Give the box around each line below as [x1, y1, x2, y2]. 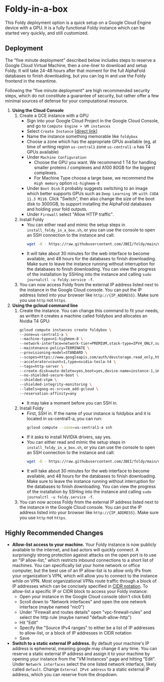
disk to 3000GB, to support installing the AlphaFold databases [26, 201, 152, 206]
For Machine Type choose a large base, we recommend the [34, 175, 154, 181]
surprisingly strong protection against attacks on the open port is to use [12, 552, 157, 558]
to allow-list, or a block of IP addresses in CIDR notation [19, 630, 132, 636]
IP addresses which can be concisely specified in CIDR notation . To [12, 583, 148, 589]
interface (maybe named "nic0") [19, 604, 84, 610]
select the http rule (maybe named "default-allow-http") [19, 614, 132, 620]
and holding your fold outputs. [26, 206, 88, 212]
